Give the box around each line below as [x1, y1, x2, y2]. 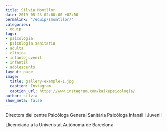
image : [5, 74, 19, 79]
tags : [5, 31, 17, 36]
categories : [5, 21, 31, 27]
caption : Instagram [10, 83, 51, 89]
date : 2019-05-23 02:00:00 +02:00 [5, 12, 79, 17]
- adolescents [5, 64, 36, 70]
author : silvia [5, 93, 38, 98]
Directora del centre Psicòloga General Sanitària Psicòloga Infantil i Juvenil [5, 112, 162, 118]
